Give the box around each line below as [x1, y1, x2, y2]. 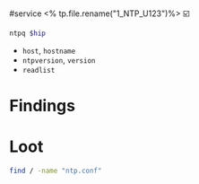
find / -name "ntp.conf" [9, 166, 102, 175]
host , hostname [22, 45, 76, 56]
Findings [9, 96, 76, 116]
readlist [22, 66, 56, 74]
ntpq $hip [9, 29, 47, 38]
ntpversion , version [22, 54, 96, 66]
